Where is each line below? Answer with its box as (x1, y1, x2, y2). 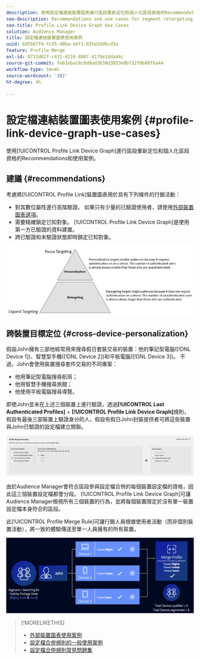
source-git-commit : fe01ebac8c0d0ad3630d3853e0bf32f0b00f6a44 (6, 60, 164, 66)
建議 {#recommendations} (6, 174, 106, 184)
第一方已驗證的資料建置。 (14, 226, 78, 233)
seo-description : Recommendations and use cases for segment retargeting (6, 16, 193, 22)
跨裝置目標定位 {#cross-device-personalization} (6, 329, 189, 339)
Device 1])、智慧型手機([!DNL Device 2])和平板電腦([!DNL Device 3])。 (6, 353, 179, 360)
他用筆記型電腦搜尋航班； (14, 373, 78, 381)
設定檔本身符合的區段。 (6, 505, 64, 513)
